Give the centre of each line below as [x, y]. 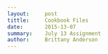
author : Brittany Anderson [53, 40]
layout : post [32, 14]
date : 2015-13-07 [42, 27]
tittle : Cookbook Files [48, 20]
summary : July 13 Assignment [54, 33]
